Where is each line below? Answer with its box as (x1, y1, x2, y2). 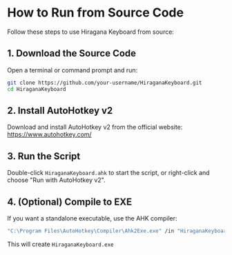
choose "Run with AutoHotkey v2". (7, 176, 106, 184)
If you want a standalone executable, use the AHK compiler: (7, 214, 177, 222)
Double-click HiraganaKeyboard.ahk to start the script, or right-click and (7, 169, 210, 177)
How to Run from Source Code (7, 5, 184, 21)
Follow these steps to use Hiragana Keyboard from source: (7, 28, 175, 36)
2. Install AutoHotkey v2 (7, 105, 113, 116)
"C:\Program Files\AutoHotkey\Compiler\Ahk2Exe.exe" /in (7, 227, 175, 234)
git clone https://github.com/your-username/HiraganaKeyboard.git (7, 79, 202, 86)
